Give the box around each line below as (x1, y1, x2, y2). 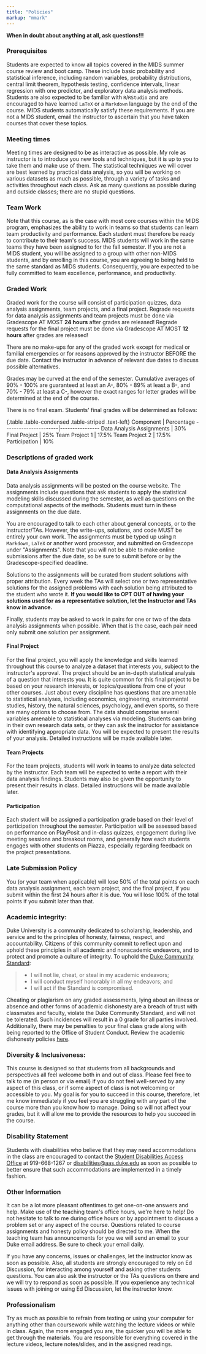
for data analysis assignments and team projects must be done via (6, 311, 174, 319)
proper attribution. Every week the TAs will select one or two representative (6, 577, 197, 585)
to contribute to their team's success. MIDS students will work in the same (6, 237, 194, 244)
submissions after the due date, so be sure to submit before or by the (6, 552, 181, 559)
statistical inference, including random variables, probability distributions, (6, 74, 192, 81)
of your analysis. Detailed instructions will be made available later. (6, 734, 173, 742)
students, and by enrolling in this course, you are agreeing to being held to (6, 256, 194, 264)
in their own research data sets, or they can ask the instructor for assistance (6, 722, 199, 729)
